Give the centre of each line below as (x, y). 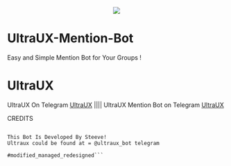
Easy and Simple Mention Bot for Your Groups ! (75, 57)
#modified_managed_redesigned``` (55, 155)
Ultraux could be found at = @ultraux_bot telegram (83, 143)
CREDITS (20, 118)
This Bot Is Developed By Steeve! (57, 137)
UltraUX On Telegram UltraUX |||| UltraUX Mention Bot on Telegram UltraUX (115, 105)
